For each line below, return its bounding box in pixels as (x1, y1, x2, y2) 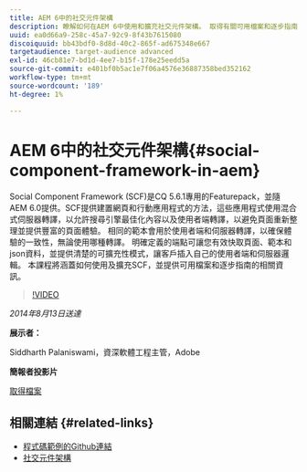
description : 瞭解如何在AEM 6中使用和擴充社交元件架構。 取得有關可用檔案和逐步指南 (9, 22, 299, 31)
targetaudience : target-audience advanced (9, 47, 174, 57)
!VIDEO (31, 289, 59, 300)
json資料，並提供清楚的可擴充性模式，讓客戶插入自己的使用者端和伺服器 (9, 248, 281, 259)
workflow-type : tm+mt (9, 73, 92, 82)
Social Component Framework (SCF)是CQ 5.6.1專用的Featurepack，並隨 (9, 191, 281, 202)
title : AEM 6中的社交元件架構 (9, 13, 114, 23)
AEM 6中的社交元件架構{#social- (9, 140, 260, 161)
